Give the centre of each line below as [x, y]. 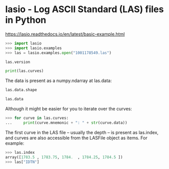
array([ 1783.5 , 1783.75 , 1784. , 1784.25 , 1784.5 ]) [64, 157]
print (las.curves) [24, 71]
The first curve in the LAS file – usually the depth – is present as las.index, [82, 132]
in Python [26, 20]
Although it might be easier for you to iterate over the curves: [69, 109]
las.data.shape [21, 90]
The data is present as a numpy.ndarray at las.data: [59, 81]
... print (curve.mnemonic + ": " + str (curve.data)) [66, 122]
